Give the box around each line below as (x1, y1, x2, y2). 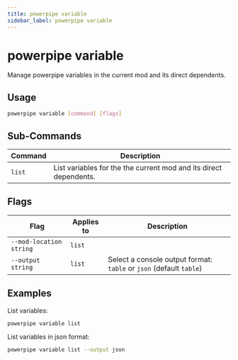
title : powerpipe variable (7, 10, 87, 18)
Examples (7, 288, 52, 300)
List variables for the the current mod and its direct (53, 162, 222, 172)
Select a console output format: (108, 254, 212, 264)
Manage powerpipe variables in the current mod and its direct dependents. (7, 71, 226, 79)
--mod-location (11, 237, 62, 245)
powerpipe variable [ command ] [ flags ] (7, 111, 122, 118)
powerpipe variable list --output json (7, 347, 125, 354)
